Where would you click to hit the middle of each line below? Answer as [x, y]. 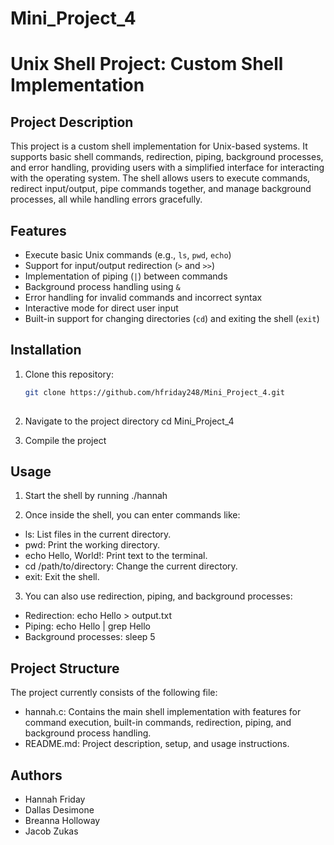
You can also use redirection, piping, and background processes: [158, 596]
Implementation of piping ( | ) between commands [126, 276]
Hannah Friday [55, 799]
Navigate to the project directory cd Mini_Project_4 [129, 421]
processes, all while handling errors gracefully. [106, 199]
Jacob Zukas [51, 831]
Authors [36, 775]
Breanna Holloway [62, 820]
